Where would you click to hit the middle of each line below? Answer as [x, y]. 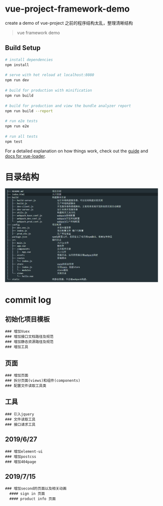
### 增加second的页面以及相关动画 [36, 489]
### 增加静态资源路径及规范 [29, 342]
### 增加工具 [17, 347]
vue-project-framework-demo [67, 9]
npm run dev [17, 80]
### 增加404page [21, 462]
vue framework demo [38, 33]
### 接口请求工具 [20, 424]
